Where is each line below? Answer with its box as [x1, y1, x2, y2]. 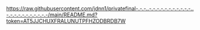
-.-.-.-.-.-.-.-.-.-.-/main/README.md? [6, 11, 98, 18]
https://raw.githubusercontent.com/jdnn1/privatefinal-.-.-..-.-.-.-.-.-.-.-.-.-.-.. [6, 5, 194, 12]
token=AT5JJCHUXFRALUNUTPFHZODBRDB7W [6, 18, 126, 24]
